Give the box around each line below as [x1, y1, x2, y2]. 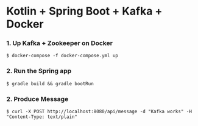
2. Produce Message [6, 94, 69, 103]
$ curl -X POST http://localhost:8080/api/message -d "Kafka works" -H [6, 108, 192, 115]
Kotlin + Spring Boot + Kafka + [6, 4, 163, 18]
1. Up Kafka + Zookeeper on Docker [6, 39, 113, 47]
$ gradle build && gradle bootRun [6, 80, 94, 86]
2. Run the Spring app [6, 67, 72, 75]
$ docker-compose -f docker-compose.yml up [6, 53, 119, 59]
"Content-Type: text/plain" [6, 114, 78, 120]
